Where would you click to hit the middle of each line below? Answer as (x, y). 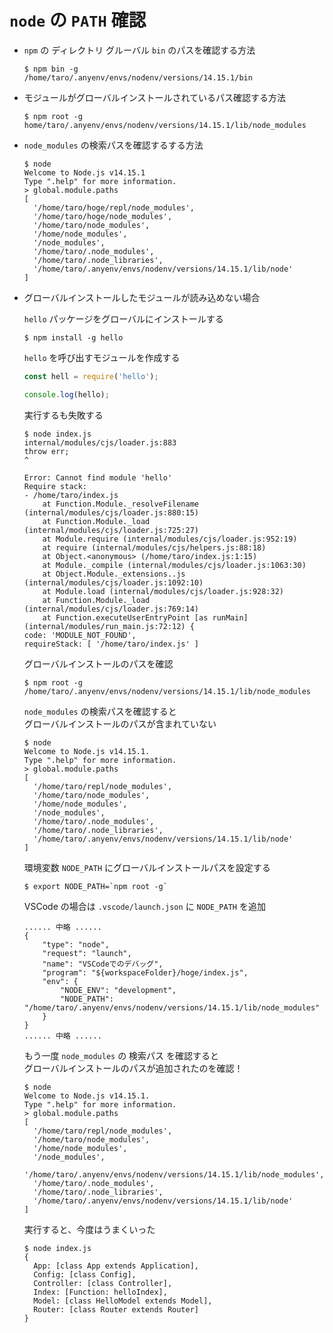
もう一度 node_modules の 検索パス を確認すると (121, 1055)
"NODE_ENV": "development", (118, 990)
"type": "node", (76, 944)
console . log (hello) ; (66, 394)
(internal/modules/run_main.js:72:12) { (109, 626)
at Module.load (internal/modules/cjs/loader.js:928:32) (163, 591)
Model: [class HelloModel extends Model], (123, 1301)
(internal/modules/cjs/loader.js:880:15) (111, 512)
